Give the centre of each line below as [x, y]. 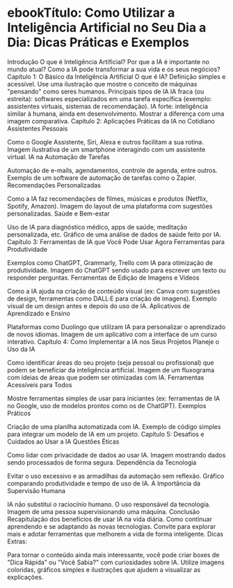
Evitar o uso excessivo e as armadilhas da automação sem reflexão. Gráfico [116, 476]
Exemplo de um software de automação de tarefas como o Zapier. [102, 178]
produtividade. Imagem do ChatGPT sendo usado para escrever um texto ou [116, 270]
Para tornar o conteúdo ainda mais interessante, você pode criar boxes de [113, 555]
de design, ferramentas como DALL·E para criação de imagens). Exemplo [112, 299]
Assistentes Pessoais [38, 128]
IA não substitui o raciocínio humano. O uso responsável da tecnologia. [109, 504]
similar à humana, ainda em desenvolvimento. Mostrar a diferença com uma [116, 114]
